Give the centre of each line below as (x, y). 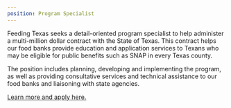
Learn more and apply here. (47, 97)
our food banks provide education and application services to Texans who (113, 48)
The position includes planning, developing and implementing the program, (114, 69)
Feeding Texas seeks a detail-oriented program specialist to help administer (115, 33)
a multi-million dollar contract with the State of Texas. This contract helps (112, 40)
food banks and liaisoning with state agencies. (74, 83)
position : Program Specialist (51, 13)
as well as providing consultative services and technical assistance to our (112, 76)
